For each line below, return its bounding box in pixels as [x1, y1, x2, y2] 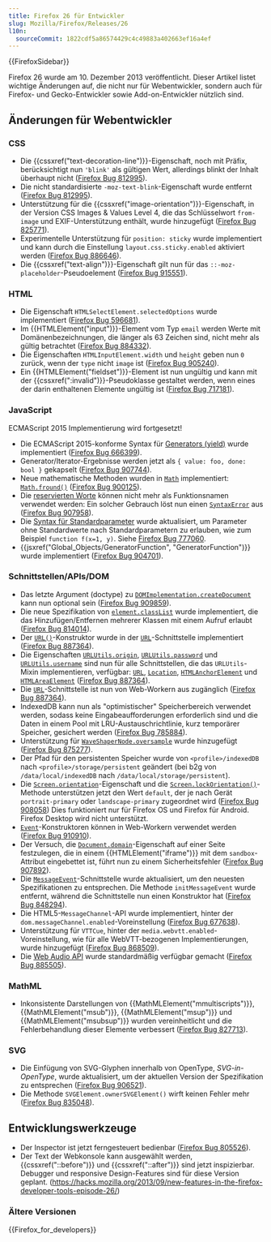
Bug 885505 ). [19, 960, 66, 969]
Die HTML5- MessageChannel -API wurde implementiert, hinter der [19, 908, 234, 918]
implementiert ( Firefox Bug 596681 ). [19, 316, 141, 325]
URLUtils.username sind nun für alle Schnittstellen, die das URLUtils [19, 658, 244, 668]
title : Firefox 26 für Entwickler [8, 11, 125, 20]
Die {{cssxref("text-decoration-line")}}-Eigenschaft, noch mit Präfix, [19, 156, 248, 165]
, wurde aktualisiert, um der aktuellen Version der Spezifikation [54, 1072, 264, 1081]
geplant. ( [19, 1177, 53, 1187]
